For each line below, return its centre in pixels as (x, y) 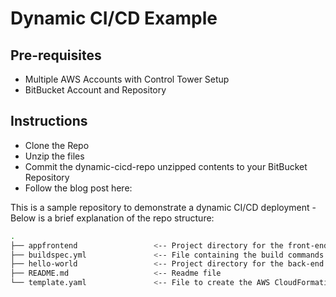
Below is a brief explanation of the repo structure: (112, 218)
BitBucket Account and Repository (95, 90)
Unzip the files (54, 156)
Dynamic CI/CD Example (114, 18)
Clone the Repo (57, 145)
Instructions (49, 121)
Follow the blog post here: (78, 188)
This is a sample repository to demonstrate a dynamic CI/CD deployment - (163, 207)
